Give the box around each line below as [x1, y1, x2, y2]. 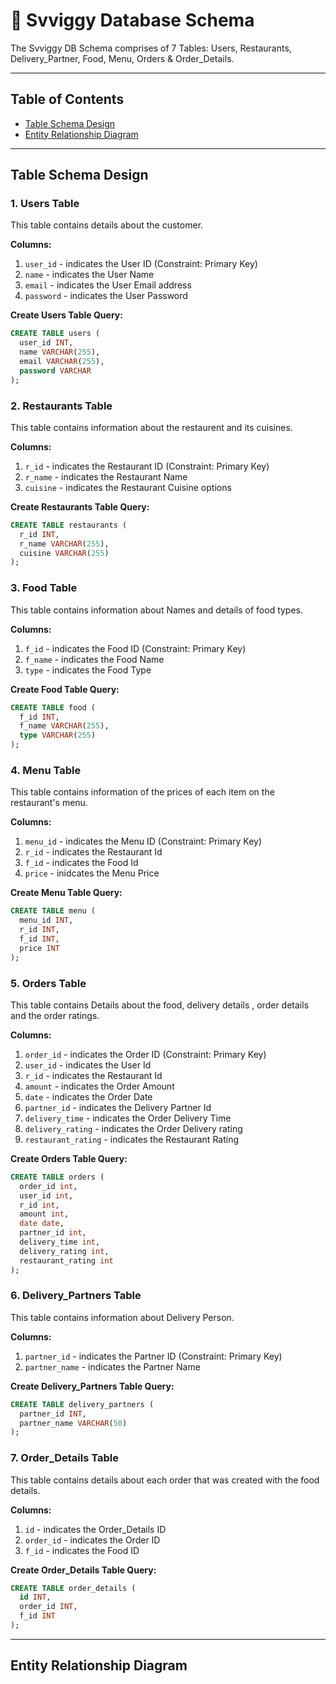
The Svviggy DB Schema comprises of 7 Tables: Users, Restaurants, [10, 42, 292, 54]
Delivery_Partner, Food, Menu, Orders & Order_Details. [10, 52, 235, 64]
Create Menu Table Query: [10, 887, 123, 899]
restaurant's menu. [10, 797, 88, 809]
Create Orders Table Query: [10, 1152, 128, 1164]
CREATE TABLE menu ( [10, 906, 97, 916]
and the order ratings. [10, 1009, 100, 1021]
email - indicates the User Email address [24, 279, 192, 291]
